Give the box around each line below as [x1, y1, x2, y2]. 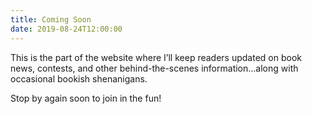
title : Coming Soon [10, 14, 92, 25]
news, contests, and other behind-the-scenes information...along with [10, 62, 299, 74]
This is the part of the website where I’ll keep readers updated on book [10, 51, 302, 63]
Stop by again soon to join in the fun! [10, 92, 162, 104]
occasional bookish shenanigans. [10, 72, 148, 85]
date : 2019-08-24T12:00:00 [10, 24, 123, 34]
